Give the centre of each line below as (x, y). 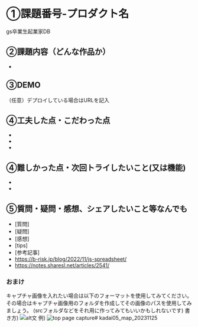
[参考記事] (27, 252)
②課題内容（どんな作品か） (58, 52)
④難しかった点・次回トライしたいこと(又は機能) (96, 168)
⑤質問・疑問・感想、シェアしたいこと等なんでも (97, 208)
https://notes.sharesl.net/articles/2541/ (62, 265)
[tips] (21, 245)
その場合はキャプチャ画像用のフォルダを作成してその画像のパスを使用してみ (99, 303)
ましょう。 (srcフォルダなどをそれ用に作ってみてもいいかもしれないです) (95, 310)
